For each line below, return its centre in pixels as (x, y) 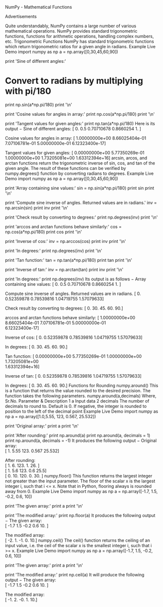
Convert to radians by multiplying (74, 81)
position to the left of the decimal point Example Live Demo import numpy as (81, 411)
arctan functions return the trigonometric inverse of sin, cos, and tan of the (80, 163)
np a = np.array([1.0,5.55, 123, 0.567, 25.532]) (51, 416)
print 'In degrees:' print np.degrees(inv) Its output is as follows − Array (76, 279)
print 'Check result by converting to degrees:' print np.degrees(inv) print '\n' (81, 217)
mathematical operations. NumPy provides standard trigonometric (71, 31)
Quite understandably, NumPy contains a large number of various (71, 26)
